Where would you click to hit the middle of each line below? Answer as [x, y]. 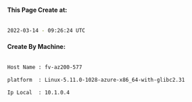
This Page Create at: [37, 10]
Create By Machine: [37, 46]
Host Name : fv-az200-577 [45, 67]
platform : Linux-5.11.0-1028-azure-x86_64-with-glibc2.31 [96, 80]
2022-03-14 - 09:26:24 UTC [46, 31]
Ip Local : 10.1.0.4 [39, 93]
